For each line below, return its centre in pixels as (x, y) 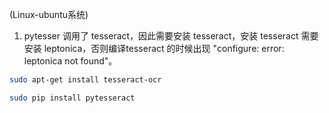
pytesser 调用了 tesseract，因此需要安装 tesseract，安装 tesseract (161, 36)
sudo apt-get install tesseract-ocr (85, 80)
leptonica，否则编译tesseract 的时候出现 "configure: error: (164, 48)
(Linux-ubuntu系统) (49, 14)
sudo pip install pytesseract (72, 98)
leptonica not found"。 (70, 61)
